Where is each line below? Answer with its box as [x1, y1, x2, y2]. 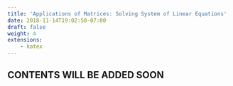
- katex [20, 43, 43, 50]
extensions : [7, 37, 43, 44]
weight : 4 [7, 30, 37, 37]
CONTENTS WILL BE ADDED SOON [7, 69, 165, 81]
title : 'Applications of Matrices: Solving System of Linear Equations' [7, 10, 227, 18]
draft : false [7, 23, 46, 30]
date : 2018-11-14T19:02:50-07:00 [7, 17, 107, 24]
